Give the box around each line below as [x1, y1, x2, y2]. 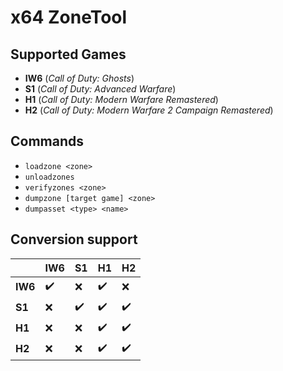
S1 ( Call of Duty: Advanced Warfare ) [24, 83, 177, 95]
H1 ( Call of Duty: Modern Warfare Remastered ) [24, 94, 219, 105]
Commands [10, 133, 85, 150]
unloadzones [24, 172, 75, 182]
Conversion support [10, 231, 138, 248]
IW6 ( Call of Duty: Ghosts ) [24, 72, 135, 84]
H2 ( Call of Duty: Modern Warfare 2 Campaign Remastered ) [24, 104, 274, 116]
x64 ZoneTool [10, 6, 128, 29]
